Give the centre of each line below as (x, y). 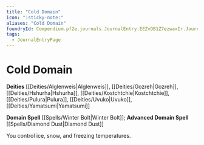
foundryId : (20, 29)
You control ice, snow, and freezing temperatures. (69, 135)
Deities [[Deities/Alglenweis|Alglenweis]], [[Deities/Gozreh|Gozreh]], (92, 86)
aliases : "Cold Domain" (36, 23)
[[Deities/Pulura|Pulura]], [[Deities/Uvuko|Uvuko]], (69, 99)
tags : (13, 34)
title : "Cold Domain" (34, 12)
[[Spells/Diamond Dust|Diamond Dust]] (55, 124)
